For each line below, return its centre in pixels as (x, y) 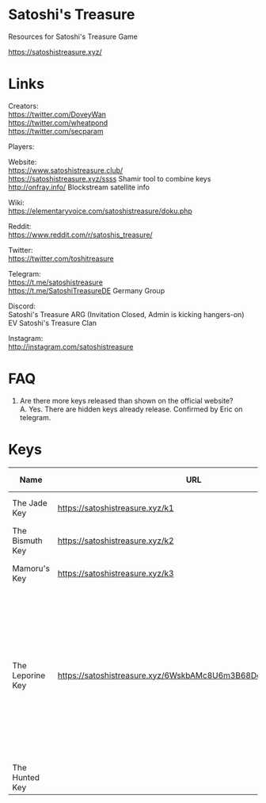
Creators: (23, 105)
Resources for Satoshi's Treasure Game (73, 36)
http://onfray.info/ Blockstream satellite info (79, 187)
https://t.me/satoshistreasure (55, 282)
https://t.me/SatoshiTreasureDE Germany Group (86, 290)
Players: (21, 146)
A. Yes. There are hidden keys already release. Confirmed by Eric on (131, 409)
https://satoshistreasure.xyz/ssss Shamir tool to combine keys (110, 178)
